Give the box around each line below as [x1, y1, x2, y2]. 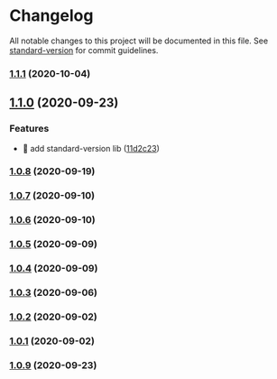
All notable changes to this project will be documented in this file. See [9, 35, 269, 46]
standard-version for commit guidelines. [9, 44, 159, 55]
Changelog [9, 5, 94, 26]
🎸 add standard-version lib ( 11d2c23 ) [22, 143, 161, 153]
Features [9, 123, 50, 135]
